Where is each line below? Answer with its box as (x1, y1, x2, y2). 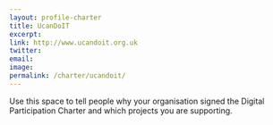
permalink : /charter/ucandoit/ (9, 71, 126, 80)
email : (9, 54, 34, 63)
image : (9, 63, 34, 72)
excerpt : (9, 29, 42, 38)
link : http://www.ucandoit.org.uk (9, 37, 139, 47)
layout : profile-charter (9, 12, 102, 22)
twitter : (9, 46, 42, 55)
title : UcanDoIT (9, 21, 70, 30)
